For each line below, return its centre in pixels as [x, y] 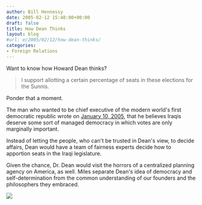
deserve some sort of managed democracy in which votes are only [90, 122]
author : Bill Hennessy [35, 12]
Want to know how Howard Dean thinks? [57, 68]
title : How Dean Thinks [36, 29]
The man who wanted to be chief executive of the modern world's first [94, 110]
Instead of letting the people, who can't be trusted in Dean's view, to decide [100, 140]
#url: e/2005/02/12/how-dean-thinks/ [54, 40]
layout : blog [23, 34]
